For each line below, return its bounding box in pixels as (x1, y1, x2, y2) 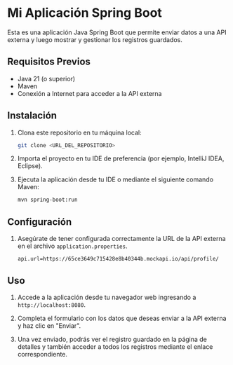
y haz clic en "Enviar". (17, 321, 81, 330)
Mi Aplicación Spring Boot (7, 5, 163, 21)
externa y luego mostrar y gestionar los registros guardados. (7, 35, 182, 43)
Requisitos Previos (7, 56, 91, 68)
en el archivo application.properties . (17, 242, 128, 250)
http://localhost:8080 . (17, 300, 86, 309)
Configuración (7, 216, 72, 228)
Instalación (7, 110, 58, 122)
